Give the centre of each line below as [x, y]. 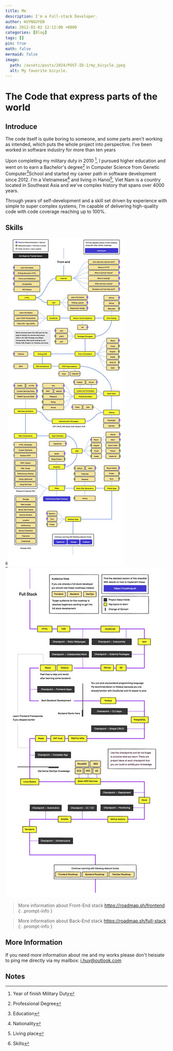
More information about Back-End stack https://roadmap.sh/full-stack [92, 921]
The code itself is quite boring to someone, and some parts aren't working [84, 139]
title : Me [16, 11]
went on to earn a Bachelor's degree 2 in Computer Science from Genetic [82, 166]
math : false [18, 49]
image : [12, 60]
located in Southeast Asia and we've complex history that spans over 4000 [85, 185]
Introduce [21, 126]
